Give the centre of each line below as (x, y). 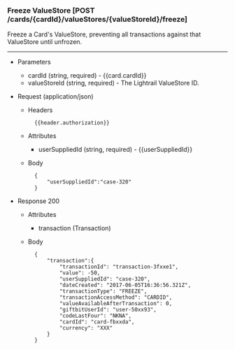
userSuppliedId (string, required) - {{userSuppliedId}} (115, 150)
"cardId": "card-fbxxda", (97, 322)
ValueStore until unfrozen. (45, 42)
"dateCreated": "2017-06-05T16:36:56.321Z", (125, 286)
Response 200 (38, 201)
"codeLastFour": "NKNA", (95, 316)
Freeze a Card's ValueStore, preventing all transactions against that (104, 34)
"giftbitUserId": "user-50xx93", (108, 310)
